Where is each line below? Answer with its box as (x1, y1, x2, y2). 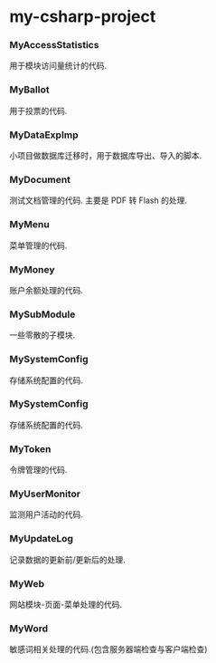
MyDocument (9, 174, 70, 186)
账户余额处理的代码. (9, 284, 84, 295)
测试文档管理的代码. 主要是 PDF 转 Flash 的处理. (9, 195, 188, 206)
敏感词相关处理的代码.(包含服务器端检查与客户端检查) (9, 644, 208, 655)
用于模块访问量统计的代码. (9, 61, 108, 72)
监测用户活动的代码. (9, 509, 84, 520)
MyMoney (9, 263, 56, 275)
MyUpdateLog (9, 533, 74, 545)
